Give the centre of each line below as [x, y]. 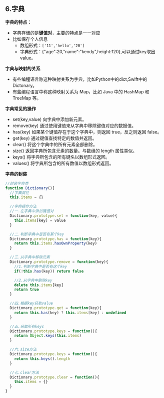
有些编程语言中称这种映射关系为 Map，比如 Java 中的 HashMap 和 [81, 91]
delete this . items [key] [39, 285]
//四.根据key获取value [31, 303]
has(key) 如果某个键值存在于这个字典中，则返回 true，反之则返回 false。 [87, 131]
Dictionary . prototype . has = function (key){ [55, 239]
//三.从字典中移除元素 [30, 257]
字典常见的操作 [20, 108]
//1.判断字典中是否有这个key [41, 267]
